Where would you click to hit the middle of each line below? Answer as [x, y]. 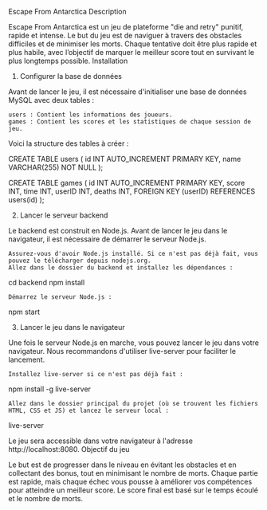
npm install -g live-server [50, 389]
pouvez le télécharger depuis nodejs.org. [80, 261]
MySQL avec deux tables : [51, 100]
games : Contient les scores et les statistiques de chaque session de [130, 122]
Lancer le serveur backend [64, 215]
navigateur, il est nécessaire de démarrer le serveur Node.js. [108, 239]
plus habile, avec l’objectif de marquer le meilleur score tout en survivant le [132, 52]
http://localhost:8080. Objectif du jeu [69, 449]
